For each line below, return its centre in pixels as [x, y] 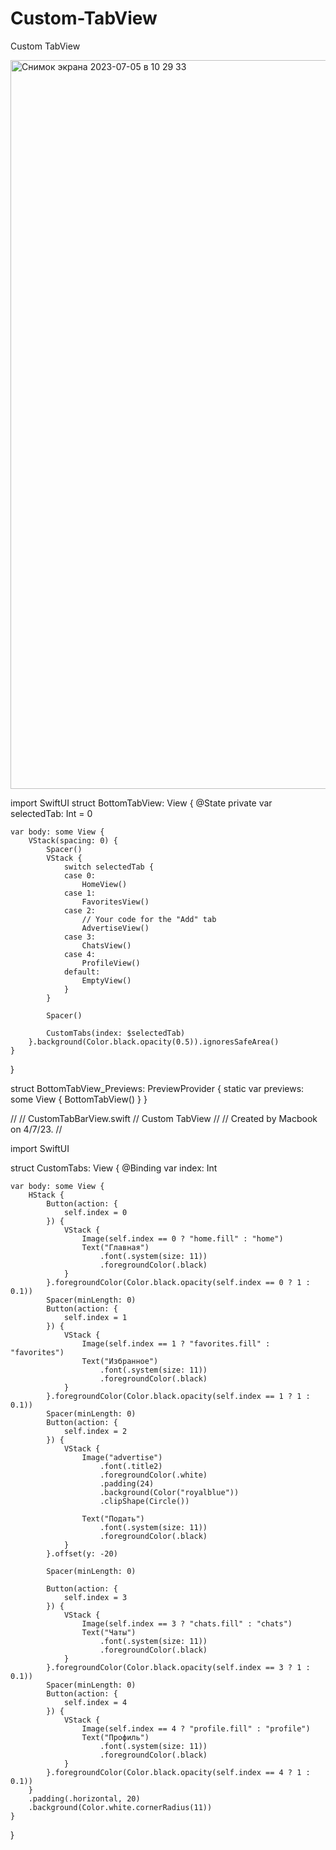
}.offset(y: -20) [82, 1553]
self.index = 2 [95, 1431]
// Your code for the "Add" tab [149, 919]
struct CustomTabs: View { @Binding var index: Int [114, 1168]
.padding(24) [127, 1483]
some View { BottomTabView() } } [79, 1099]
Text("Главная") [115, 1247]
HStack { [46, 1195]
